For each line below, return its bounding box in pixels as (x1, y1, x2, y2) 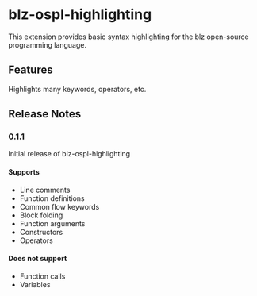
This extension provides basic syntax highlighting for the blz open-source (8, 32, 250, 41)
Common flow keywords (19, 202, 100, 211)
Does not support (8, 254, 67, 263)
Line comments (19, 185, 71, 194)
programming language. (8, 40, 87, 49)
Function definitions (19, 193, 85, 203)
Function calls (19, 271, 66, 281)
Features (8, 63, 53, 77)
